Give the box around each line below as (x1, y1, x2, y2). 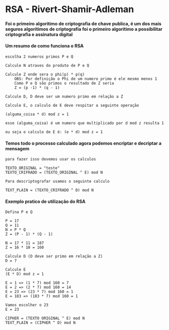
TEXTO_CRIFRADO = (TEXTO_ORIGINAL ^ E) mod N (5, 170, 103, 175)
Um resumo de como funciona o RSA (5, 43, 84, 49)
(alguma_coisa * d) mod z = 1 (5, 111, 69, 117)
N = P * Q (5, 227, 26, 232)
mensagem (5, 145, 29, 151)
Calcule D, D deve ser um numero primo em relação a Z (5, 94, 123, 99)
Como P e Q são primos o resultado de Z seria (14, 80, 114, 86)
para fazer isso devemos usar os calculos (5, 157, 96, 162)
